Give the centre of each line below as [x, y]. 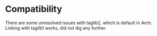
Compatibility [34, 9]
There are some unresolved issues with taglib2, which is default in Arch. [79, 23]
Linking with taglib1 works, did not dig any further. [56, 28]
